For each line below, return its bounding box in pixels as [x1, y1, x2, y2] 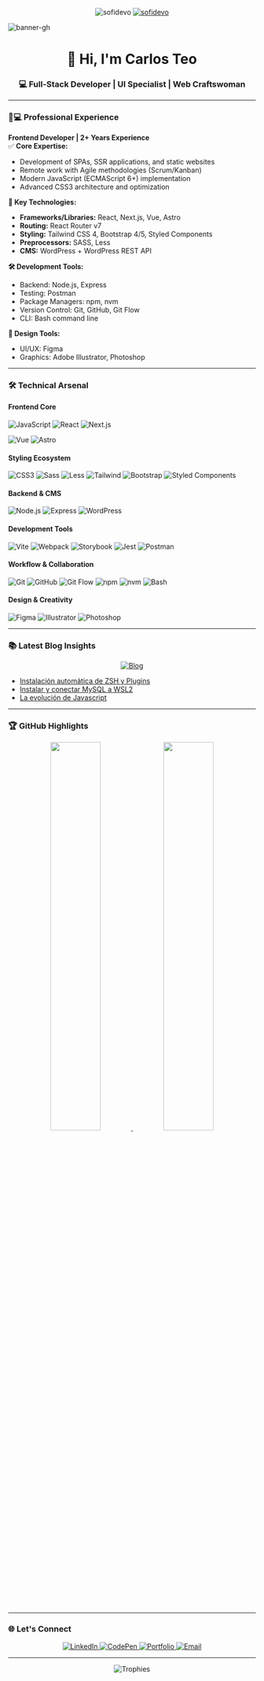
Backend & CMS [8, 488, 61, 498]
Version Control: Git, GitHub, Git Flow [19, 305, 140, 314]
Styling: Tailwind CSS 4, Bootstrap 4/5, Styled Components [19, 229, 213, 239]
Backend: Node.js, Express [19, 280, 108, 289]
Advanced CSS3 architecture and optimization [19, 182, 170, 191]
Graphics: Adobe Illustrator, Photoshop [19, 352, 145, 361]
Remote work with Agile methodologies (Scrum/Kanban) [19, 165, 202, 175]
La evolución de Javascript [19, 693, 108, 702]
